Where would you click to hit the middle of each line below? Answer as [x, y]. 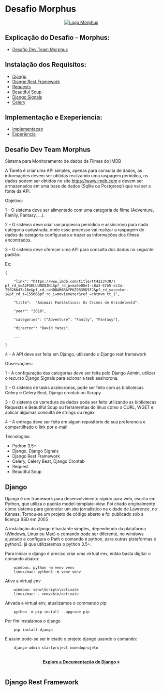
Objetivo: [14, 201]
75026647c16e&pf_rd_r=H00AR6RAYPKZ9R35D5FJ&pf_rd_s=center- [67, 290]
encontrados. [18, 240]
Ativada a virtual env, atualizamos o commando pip [56, 603]
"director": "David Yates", [42, 328]
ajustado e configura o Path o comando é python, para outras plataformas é [81, 539]
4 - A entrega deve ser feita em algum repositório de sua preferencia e [75, 422]
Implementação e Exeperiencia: [54, 117]
